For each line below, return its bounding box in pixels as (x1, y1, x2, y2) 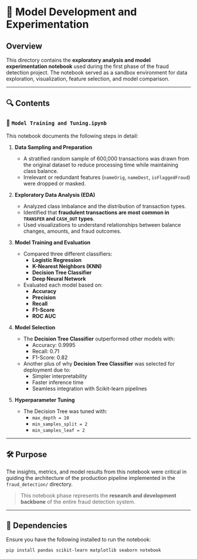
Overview (6, 41, 43, 51)
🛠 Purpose (6, 449, 47, 459)
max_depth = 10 (32, 415, 69, 421)
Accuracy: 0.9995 (32, 341, 76, 348)
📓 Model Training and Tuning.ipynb (6, 119, 107, 127)
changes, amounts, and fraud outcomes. (23, 227, 122, 234)
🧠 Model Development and (6, 5, 137, 19)
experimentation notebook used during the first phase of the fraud (6, 63, 169, 70)
